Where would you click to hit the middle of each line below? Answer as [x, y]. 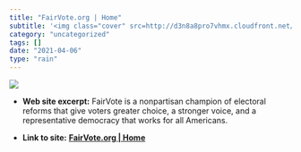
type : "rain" [34, 59]
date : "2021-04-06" [46, 51]
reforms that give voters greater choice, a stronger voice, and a [139, 111]
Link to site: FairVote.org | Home [84, 138]
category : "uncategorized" [60, 34]
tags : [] [26, 42]
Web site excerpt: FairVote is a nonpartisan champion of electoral [144, 101]
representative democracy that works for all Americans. [125, 120]
